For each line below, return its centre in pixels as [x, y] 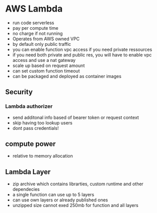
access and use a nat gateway [44, 60]
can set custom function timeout [46, 70]
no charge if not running [37, 33]
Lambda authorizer [29, 106]
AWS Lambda [34, 9]
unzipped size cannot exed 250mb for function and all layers [75, 205]
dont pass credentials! [35, 128]
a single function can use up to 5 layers [53, 195]
